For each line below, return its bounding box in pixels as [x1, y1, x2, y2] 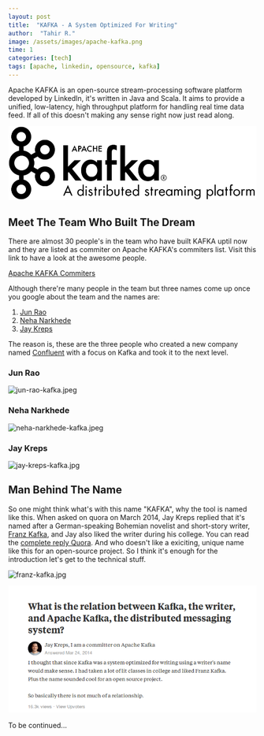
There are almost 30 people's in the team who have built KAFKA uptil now [8, 236, 248, 246]
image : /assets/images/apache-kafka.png [8, 38, 143, 46]
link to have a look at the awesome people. [8, 253, 147, 263]
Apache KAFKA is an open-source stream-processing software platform [8, 85, 243, 95]
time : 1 [8, 46, 34, 54]
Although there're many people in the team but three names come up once [8, 284, 251, 293]
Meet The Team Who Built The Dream [8, 215, 195, 229]
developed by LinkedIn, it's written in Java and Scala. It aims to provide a [8, 93, 245, 102]
